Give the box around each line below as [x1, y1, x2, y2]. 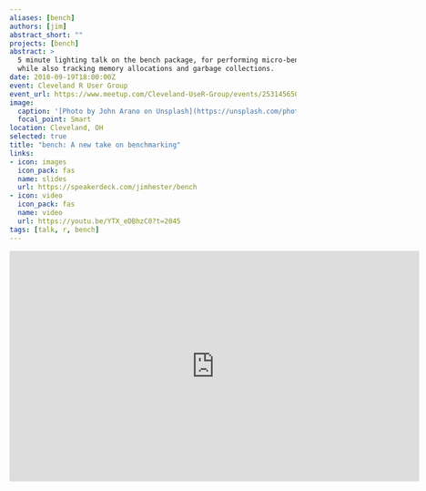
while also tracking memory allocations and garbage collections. [17, 65, 275, 74]
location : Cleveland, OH [9, 124, 104, 133]
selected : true [9, 132, 67, 141]
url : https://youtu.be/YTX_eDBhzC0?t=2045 [17, 216, 181, 226]
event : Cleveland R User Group [9, 81, 128, 90]
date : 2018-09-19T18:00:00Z [9, 73, 117, 82]
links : [9, 148, 35, 158]
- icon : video [9, 191, 64, 200]
